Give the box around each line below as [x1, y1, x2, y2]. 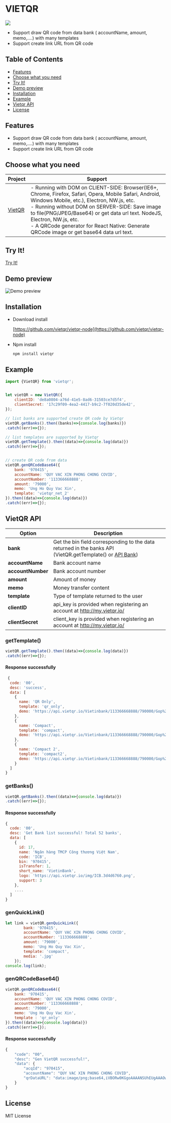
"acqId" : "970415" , [23, 1066, 65, 1071]
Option [19, 530, 37, 537]
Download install [12, 316, 48, 322]
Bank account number [53, 567, 106, 574]
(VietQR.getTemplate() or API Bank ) [53, 551, 138, 558]
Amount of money [53, 576, 96, 583]
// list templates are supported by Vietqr [5, 434, 99, 440]
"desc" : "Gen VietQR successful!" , [14, 1056, 90, 1062]
